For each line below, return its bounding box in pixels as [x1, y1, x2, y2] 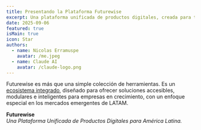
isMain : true [6, 31, 39, 37]
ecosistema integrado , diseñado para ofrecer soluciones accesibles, [6, 87, 175, 94]
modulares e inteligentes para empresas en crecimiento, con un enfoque [6, 93, 185, 100]
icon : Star [6, 36, 33, 42]
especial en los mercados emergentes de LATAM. [6, 100, 129, 107]
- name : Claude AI [11, 58, 58, 64]
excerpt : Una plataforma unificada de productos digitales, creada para [6, 14, 191, 20]
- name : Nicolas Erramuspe [11, 48, 79, 54]
